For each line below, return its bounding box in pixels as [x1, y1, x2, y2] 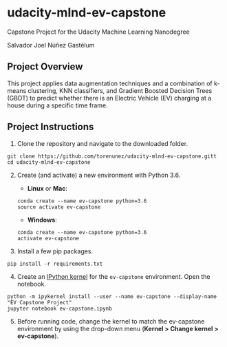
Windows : [27, 215, 57, 224]
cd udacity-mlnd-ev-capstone [7, 158, 91, 166]
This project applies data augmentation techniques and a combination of [7, 79, 213, 87]
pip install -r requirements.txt [7, 260, 103, 267]
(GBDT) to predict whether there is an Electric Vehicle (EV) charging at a [7, 94, 212, 102]
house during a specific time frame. [7, 101, 108, 109]
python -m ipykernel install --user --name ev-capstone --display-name [7, 293, 217, 300]
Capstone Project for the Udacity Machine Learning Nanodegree [7, 28, 191, 36]
